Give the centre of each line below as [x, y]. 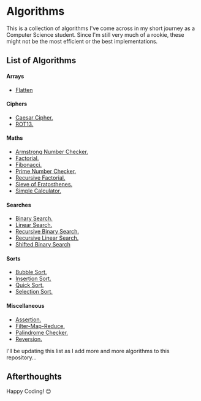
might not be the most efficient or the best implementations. [82, 41]
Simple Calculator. [38, 191]
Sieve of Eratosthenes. [44, 184]
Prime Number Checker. [46, 171]
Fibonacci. [28, 164]
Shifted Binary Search [43, 245]
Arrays [15, 76]
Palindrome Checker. [42, 332]
